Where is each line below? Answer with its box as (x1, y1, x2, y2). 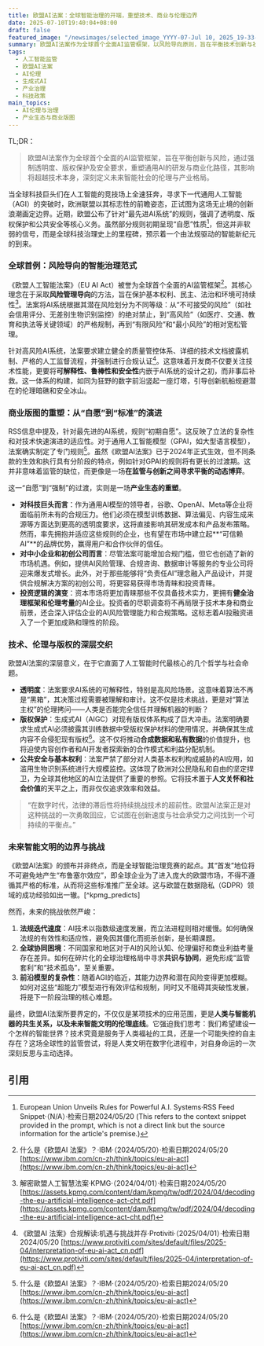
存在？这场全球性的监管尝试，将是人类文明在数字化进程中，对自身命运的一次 (8, 1039, 256, 1047)
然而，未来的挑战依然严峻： (8, 907, 98, 916)
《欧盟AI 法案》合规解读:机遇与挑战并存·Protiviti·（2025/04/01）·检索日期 (19, 1228, 250, 1238)
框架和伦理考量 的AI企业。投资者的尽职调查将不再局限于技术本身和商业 (26, 598, 254, 607)
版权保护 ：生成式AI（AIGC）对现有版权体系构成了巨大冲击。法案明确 (19, 714, 244, 724)
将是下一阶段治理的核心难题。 (19, 992, 116, 1002)
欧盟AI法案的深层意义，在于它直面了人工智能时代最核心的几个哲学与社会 (8, 658, 242, 668)
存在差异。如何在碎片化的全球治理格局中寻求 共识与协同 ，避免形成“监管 (19, 953, 250, 963)
